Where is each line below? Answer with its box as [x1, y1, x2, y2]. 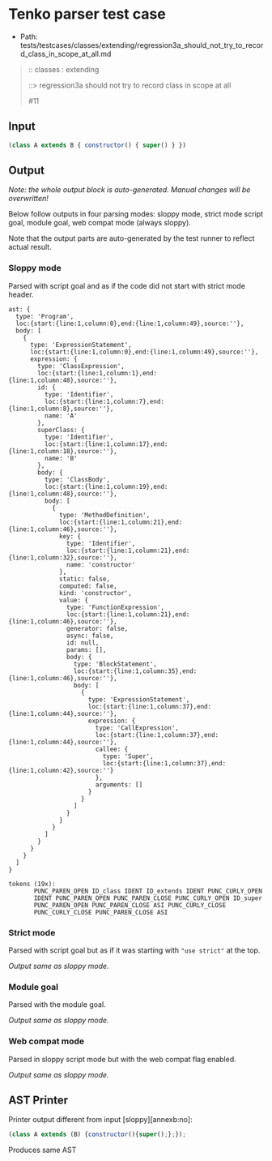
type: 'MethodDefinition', [59, 511, 151, 519]
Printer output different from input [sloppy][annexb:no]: [8, 1115, 193, 1125]
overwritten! [8, 194, 49, 203]
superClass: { [37, 426, 85, 434]
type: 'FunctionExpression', [66, 603, 164, 611]
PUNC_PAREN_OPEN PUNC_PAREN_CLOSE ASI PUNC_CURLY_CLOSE [33, 901, 227, 909]
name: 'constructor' [66, 560, 136, 568]
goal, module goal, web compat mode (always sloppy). [8, 218, 192, 228]
